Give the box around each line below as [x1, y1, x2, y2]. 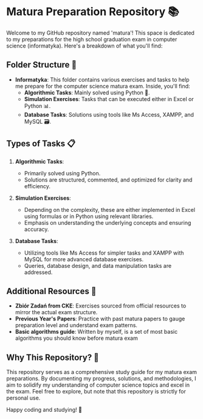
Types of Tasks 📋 [6, 138, 76, 149]
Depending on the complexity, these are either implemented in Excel [24, 206, 196, 213]
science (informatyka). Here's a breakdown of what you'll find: [6, 42, 163, 49]
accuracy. [24, 225, 49, 233]
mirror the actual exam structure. [15, 309, 98, 316]
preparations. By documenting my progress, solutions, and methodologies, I [6, 375, 196, 382]
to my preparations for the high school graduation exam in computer [6, 35, 177, 43]
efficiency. [24, 182, 50, 189]
